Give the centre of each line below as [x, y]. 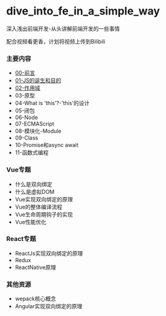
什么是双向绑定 [34, 184]
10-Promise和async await [46, 145]
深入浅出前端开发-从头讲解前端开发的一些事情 [63, 28]
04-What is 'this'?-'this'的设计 [52, 103]
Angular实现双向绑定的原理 [49, 306]
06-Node [26, 118]
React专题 [21, 239]
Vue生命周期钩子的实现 [44, 214]
